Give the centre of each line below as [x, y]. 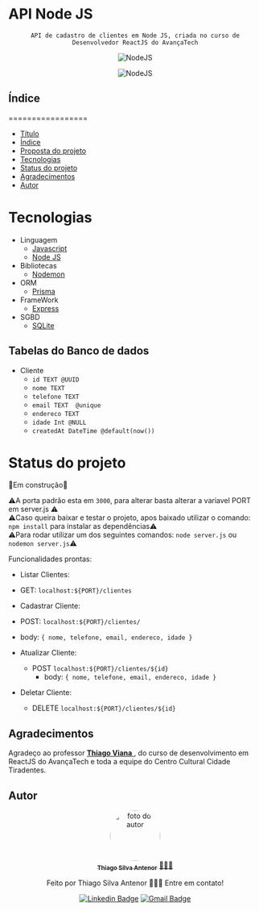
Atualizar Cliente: [48, 653]
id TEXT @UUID [55, 380]
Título [29, 133]
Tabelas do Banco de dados [79, 351]
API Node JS [51, 14]
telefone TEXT [55, 397]
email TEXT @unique [66, 405]
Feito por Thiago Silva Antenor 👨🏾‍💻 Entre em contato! [135, 883]
